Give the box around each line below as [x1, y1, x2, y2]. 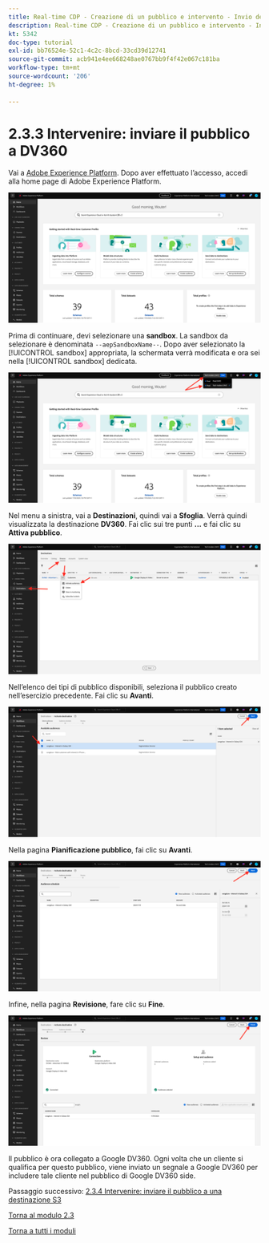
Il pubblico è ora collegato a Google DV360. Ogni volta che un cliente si [8, 1153, 243, 1163]
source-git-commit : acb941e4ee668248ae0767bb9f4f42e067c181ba [8, 55, 220, 63]
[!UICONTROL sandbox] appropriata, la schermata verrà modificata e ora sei [8, 348, 260, 358]
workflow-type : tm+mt [8, 64, 81, 72]
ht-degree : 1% [8, 80, 56, 88]
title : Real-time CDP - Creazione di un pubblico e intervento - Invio [8, 13, 252, 21]
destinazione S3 [8, 1195, 62, 1205]
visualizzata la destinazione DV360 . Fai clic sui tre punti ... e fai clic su [8, 520, 242, 529]
